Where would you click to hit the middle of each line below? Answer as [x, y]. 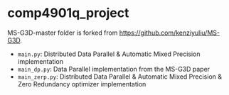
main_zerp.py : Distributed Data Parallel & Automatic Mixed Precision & [120, 77]
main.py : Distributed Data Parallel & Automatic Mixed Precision [109, 54]
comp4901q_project [68, 13]
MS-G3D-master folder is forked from [63, 33]
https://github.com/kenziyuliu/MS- [170, 33]
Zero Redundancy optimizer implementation [82, 84]
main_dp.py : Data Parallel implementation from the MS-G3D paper [114, 69]
